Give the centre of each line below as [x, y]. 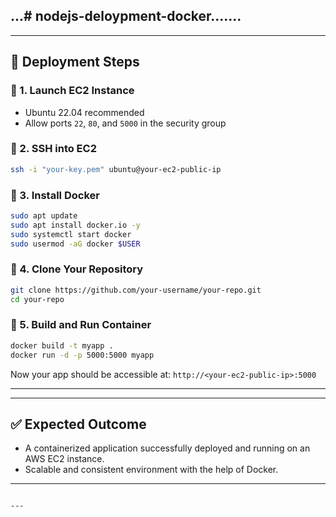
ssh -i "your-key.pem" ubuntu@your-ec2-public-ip [116, 169]
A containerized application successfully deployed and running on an [167, 448]
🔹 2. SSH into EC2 [53, 149]
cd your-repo [37, 299]
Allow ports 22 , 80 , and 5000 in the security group [125, 123]
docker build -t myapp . [62, 345]
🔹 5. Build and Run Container [81, 325]
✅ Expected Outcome [78, 424]
